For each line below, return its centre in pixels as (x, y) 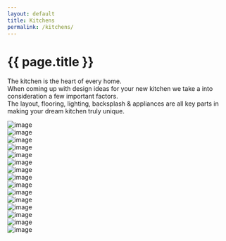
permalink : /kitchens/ (40, 27)
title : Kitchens (31, 20)
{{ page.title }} (51, 62)
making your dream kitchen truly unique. (66, 111)
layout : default (31, 14)
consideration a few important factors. (63, 97)
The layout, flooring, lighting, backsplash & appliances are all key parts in (113, 104)
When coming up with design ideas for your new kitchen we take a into (110, 89)
